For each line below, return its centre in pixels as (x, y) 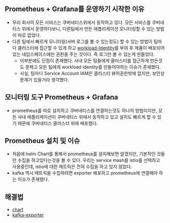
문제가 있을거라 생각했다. (44, 79)
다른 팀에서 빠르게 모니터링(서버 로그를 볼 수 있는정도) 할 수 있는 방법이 (82, 41)
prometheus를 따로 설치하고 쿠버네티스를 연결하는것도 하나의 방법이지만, (84, 110)
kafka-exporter (28, 215)
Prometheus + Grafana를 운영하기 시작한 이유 (75, 9)
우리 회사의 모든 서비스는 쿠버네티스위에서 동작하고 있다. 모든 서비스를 (81, 22)
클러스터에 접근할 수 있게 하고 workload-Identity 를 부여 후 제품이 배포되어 (91, 48)
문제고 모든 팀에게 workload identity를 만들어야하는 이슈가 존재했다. (93, 67)
